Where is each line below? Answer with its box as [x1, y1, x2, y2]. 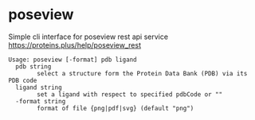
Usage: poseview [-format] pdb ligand [8, 56, 137, 64]
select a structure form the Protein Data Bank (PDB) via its [37, 69, 248, 77]
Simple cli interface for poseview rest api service [8, 32, 169, 41]
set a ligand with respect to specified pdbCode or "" [37, 90, 223, 99]
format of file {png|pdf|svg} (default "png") [37, 104, 194, 112]
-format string [15, 97, 66, 105]
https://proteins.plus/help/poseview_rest [8, 40, 142, 49]
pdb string [15, 62, 52, 71]
